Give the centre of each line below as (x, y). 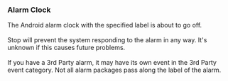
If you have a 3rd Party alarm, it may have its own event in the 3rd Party (112, 63)
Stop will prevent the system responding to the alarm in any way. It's (107, 40)
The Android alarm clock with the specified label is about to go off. (105, 25)
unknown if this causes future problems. (66, 48)
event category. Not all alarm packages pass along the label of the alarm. (114, 70)
